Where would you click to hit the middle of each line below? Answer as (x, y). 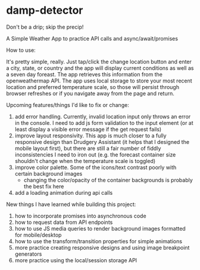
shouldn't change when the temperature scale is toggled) (85, 161)
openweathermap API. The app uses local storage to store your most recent (99, 81)
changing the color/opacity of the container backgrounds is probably (108, 180)
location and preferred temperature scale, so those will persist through (93, 87)
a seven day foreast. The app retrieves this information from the (84, 74)
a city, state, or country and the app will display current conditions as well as (100, 68)
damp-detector (45, 10)
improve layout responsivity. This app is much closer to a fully (90, 136)
